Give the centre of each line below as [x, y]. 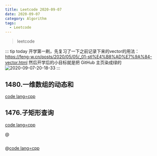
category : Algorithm [26, 18]
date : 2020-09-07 [23, 14]
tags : [10, 23]
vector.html [16, 62]
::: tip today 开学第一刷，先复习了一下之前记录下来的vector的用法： [72, 51]
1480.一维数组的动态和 [39, 85]
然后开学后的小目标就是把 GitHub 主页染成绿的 [75, 62]
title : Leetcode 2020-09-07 [34, 9]
